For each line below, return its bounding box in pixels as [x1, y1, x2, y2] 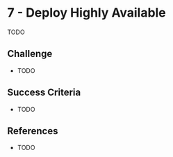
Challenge [7, 48, 53, 60]
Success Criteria [7, 87, 81, 99]
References [7, 125, 58, 137]
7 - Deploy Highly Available [7, 5, 167, 21]
